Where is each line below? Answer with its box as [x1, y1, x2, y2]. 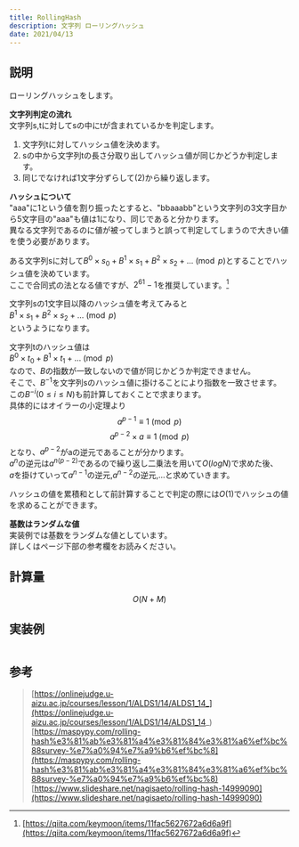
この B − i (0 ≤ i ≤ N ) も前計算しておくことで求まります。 [9, 387, 206, 399]
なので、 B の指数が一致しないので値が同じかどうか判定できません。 [9, 366, 256, 377]
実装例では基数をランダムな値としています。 [9, 529, 173, 540]
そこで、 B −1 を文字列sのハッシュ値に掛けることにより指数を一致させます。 [9, 376, 282, 387]
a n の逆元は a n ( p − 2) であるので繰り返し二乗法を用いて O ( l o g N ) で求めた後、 [9, 456, 279, 468]
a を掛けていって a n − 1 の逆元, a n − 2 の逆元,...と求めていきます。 [9, 468, 235, 480]
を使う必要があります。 [9, 236, 95, 247]
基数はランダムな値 [9, 518, 80, 529]
